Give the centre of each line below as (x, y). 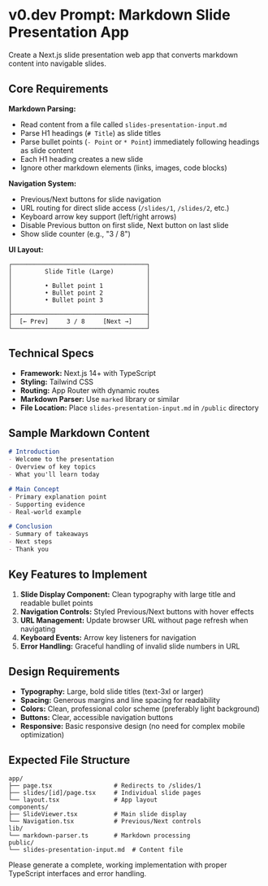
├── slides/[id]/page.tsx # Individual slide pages (105, 793)
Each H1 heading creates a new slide (82, 159)
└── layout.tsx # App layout (83, 800)
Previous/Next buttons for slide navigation (91, 199)
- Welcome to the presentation (61, 460)
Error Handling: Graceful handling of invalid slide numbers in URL (130, 646)
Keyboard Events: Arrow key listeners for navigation (108, 637)
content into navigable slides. (58, 63)
